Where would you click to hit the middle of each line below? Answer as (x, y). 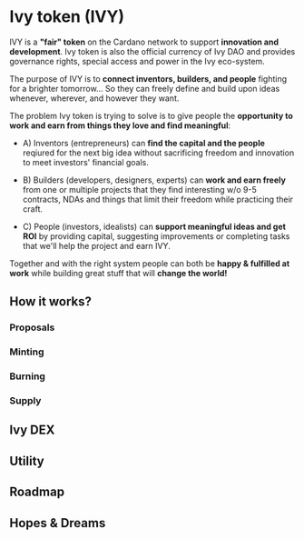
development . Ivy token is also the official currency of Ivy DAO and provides (152, 51)
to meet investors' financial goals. (86, 162)
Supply (25, 401)
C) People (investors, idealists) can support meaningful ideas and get (154, 226)
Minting (27, 352)
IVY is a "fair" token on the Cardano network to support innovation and (144, 42)
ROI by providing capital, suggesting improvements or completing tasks (156, 236)
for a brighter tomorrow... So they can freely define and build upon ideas (145, 88)
